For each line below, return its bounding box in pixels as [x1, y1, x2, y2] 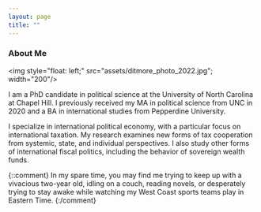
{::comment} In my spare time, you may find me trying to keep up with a [8, 170, 243, 180]
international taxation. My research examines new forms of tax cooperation [8, 130, 253, 139]
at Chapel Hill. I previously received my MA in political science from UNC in [8, 98, 253, 107]
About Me [8, 48, 47, 59]
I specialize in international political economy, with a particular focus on [8, 121, 241, 131]
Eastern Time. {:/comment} [8, 195, 96, 205]
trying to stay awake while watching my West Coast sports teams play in [8, 187, 244, 196]
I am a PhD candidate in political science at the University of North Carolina [8, 89, 254, 99]
